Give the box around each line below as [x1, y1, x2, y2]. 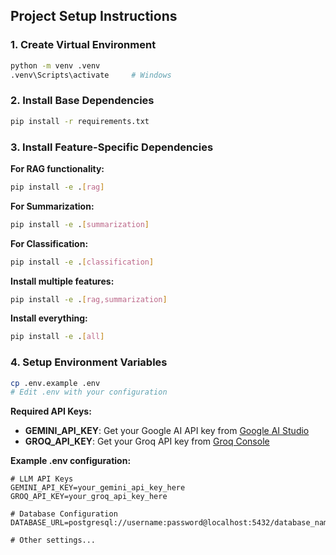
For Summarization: [10, 200, 95, 212]
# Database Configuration [10, 509, 118, 519]
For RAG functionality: [10, 162, 105, 174]
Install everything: [10, 312, 88, 324]
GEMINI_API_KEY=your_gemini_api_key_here [10, 483, 186, 493]
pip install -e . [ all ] [10, 332, 105, 342]
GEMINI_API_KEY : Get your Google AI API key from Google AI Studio [24, 425, 310, 437]
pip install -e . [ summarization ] [10, 219, 150, 229]
